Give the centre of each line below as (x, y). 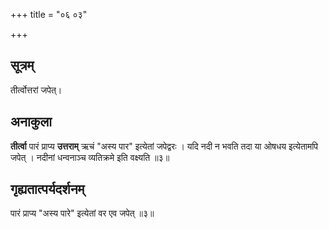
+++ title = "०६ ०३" (49, 14)
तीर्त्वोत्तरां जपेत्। (36, 90)
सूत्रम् (22, 65)
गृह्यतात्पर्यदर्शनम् (47, 189)
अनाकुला (31, 122)
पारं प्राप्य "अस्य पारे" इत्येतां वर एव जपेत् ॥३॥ (82, 213)
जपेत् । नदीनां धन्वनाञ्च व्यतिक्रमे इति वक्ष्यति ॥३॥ (90, 157)
